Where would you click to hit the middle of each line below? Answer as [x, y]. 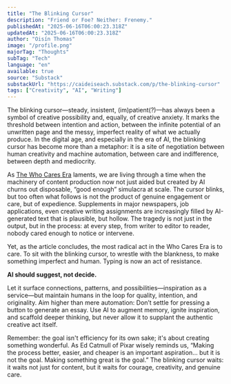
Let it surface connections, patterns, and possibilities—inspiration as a [107, 288]
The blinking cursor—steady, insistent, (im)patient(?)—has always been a [111, 110]
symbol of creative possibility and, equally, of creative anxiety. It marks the [113, 117]
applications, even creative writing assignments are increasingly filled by [110, 212]
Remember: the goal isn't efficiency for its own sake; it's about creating [108, 338]
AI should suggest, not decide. [52, 275]
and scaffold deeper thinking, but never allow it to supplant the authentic [110, 317]
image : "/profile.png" [40, 46]
